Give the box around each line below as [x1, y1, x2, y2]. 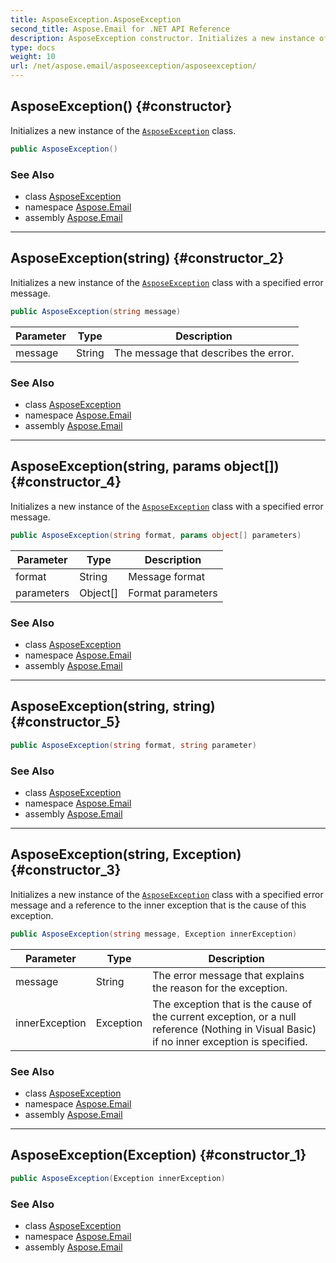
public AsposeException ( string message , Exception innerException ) [10, 929, 298, 939]
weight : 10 [10, 52, 56, 62]
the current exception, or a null [152, 1009, 297, 1023]
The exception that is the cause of [152, 997, 313, 1011]
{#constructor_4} [10, 474, 122, 491]
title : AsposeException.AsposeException [10, 14, 182, 25]
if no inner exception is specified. [152, 1034, 308, 1048]
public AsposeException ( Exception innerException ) [10, 1173, 226, 1183]
